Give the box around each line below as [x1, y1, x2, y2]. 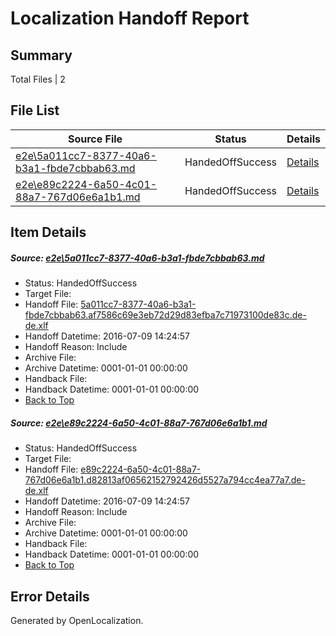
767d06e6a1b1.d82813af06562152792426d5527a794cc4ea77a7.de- [24, 474, 306, 486]
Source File [67, 132, 123, 146]
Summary [10, 47, 73, 64]
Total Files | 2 [10, 73, 66, 85]
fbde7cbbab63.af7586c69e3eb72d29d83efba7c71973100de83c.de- [24, 309, 307, 321]
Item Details [10, 224, 87, 241]
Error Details [10, 588, 90, 605]
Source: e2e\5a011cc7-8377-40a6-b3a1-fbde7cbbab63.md [10, 252, 265, 264]
